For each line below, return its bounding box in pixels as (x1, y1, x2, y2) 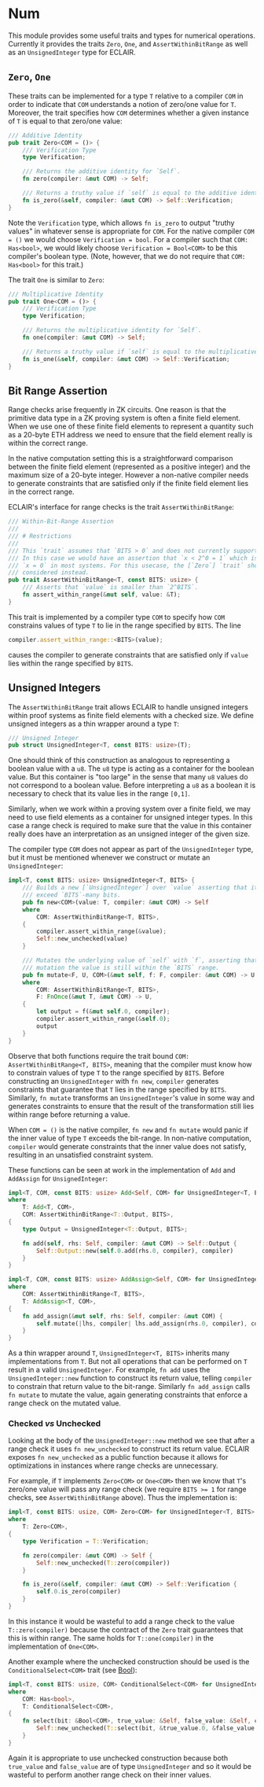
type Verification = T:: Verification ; (22, 1537, 149, 1546)
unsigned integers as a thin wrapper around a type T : (8, 719, 179, 728)
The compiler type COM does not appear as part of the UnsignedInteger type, (8, 845, 254, 854)
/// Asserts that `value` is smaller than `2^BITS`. (22, 584, 199, 591)
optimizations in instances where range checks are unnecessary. (8, 1461, 218, 1471)
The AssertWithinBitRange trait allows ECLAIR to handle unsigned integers (8, 702, 249, 712)
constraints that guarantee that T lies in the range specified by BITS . (8, 1085, 227, 1094)
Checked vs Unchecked (8, 1418, 101, 1429)
